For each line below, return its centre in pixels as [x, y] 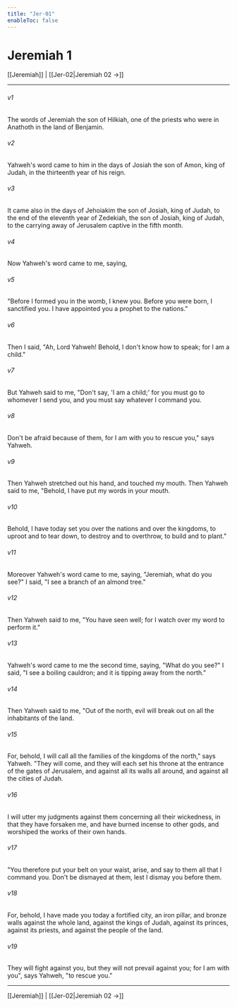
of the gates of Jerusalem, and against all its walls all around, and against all [118, 771]
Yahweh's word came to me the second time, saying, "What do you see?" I [116, 665]
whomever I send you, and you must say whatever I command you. [105, 400]
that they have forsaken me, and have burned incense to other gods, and [113, 824]
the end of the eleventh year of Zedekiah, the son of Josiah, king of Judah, [116, 218]
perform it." [24, 627]
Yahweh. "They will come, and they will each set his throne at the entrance [116, 764]
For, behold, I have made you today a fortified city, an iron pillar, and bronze [117, 915]
